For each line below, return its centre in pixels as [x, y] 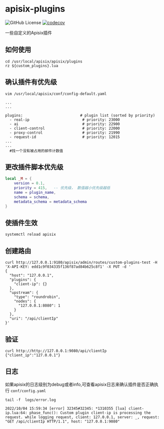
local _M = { [18, 179]
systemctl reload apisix [31, 235]
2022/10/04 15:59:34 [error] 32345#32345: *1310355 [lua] [66, 408]
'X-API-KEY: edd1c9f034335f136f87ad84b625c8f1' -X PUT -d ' [68, 267]
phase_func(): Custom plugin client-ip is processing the [90, 413]
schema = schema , [32, 197]
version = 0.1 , [30, 183]
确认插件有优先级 [31, 82]
